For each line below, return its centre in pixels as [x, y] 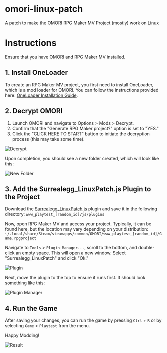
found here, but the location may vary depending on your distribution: [77, 229]
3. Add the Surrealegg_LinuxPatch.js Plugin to [78, 189]
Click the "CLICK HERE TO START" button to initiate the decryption [81, 134]
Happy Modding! [22, 335]
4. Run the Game [31, 308]
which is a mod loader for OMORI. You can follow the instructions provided [82, 90]
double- [146, 248]
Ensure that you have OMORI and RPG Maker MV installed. [65, 57]
